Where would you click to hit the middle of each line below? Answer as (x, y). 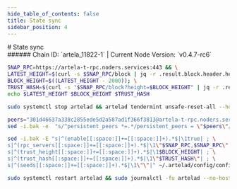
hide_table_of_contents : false (53, 14)
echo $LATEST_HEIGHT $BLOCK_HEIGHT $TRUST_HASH (79, 94)
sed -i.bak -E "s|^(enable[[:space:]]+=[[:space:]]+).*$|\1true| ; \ (112, 139)
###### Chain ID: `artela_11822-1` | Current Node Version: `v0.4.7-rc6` (110, 55)
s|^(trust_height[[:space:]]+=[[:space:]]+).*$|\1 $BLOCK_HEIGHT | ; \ (112, 152)
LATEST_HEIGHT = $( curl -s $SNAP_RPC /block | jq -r (82, 74)
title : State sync (34, 21)
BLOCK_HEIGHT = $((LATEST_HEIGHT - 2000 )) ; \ (72, 81)
